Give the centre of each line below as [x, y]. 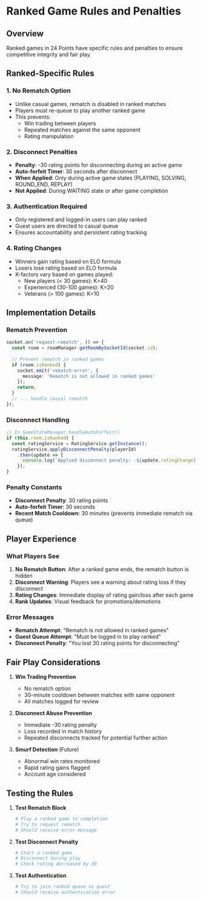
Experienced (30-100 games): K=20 [69, 287]
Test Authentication [41, 876]
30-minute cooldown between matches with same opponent [99, 695]
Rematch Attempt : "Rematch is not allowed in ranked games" [92, 630]
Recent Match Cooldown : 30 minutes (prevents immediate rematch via [104, 514]
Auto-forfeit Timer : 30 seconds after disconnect [76, 171]
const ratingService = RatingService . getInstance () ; [80, 443]
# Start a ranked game [44, 853]
